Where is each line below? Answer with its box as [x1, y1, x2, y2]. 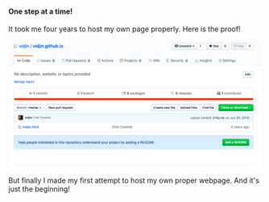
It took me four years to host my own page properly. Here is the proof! [8, 24, 241, 34]
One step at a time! [8, 6, 73, 16]
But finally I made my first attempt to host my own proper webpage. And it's [8, 175, 260, 185]
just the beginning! [8, 183, 71, 193]
